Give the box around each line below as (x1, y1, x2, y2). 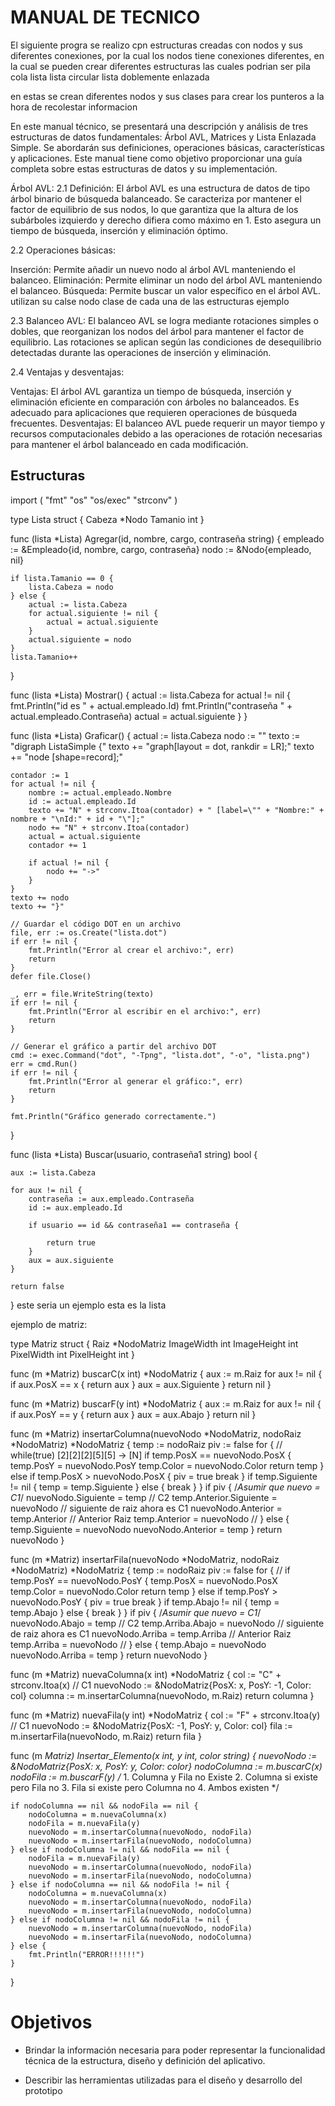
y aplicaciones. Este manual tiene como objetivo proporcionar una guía (10, 152, 303, 164)
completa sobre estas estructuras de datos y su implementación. (10, 162, 278, 175)
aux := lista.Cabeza (10, 1167, 97, 1178)
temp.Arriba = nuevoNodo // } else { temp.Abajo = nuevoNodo (10, 1638, 267, 1650)
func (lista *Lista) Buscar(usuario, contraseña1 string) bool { (10, 1148, 258, 1160)
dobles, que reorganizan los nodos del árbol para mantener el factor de (10, 325, 305, 337)
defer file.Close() (10, 971, 92, 981)
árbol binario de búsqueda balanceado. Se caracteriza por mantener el (10, 192, 302, 205)
